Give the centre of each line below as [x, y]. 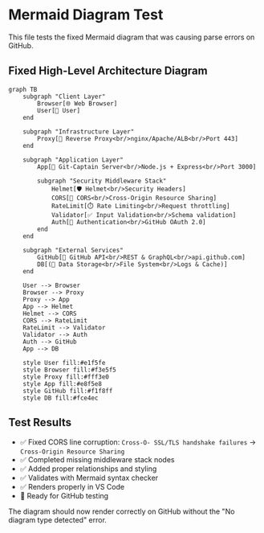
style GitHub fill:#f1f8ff [68, 391]
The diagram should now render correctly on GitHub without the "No [122, 511]
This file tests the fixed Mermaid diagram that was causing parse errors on [132, 37]
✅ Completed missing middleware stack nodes [97, 459]
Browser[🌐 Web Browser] [77, 103]
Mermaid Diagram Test [86, 15]
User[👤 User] [59, 110]
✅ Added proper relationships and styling [88, 469]
